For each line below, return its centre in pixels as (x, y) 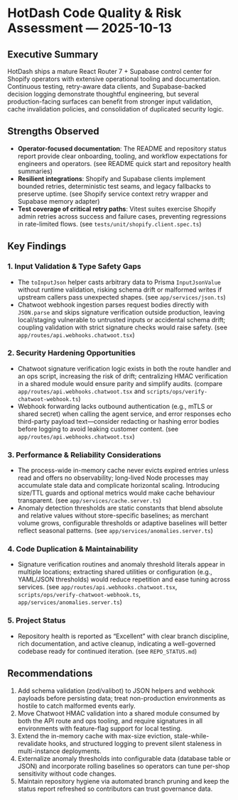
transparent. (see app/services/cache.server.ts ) (90, 500)
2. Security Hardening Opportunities (72, 353)
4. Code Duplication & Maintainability (73, 549)
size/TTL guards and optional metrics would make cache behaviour (116, 493)
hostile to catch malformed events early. (76, 706)
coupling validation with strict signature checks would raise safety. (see (122, 327)
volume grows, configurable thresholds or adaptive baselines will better (122, 523)
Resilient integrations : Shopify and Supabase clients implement (112, 178)
